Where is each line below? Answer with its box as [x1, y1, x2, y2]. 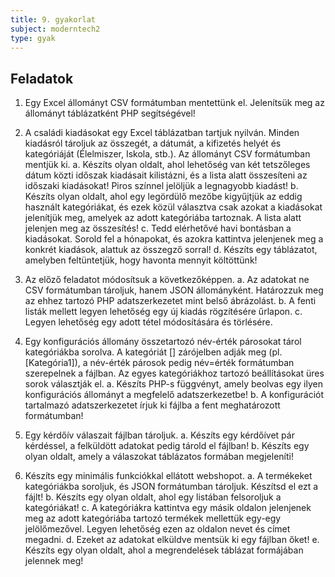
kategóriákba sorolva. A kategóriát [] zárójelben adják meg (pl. [24, 346, 283, 358]
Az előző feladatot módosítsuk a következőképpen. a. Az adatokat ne [24, 274, 310, 286]
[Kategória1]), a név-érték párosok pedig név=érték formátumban [24, 357, 295, 369]
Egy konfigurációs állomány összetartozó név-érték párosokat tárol [24, 336, 302, 348]
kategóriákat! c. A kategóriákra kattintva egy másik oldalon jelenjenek [24, 502, 312, 514]
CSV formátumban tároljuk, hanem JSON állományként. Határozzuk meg [24, 284, 324, 296]
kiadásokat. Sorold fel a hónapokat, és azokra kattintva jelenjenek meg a [24, 233, 324, 245]
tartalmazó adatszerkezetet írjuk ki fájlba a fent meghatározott [24, 399, 281, 411]
